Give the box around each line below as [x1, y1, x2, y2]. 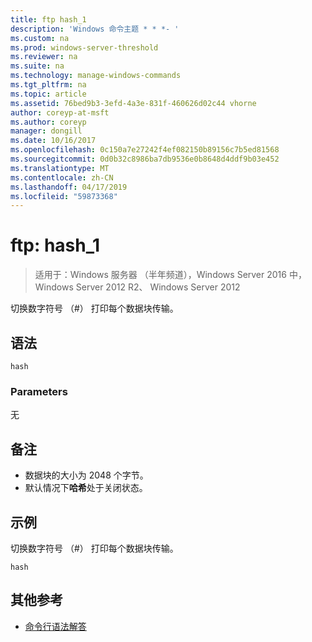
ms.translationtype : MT [10, 163, 110, 173]
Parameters [10, 384, 68, 398]
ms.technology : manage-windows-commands [10, 71, 182, 81]
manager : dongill [10, 126, 83, 136]
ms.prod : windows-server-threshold [10, 42, 159, 53]
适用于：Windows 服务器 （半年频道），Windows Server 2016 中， [34, 269, 307, 281]
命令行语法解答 [24, 620, 87, 632]
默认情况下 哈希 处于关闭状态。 [24, 482, 148, 494]
